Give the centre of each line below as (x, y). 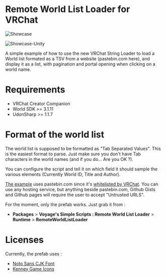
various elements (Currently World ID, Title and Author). (63, 174)
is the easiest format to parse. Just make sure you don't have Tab (73, 154)
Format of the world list (55, 135)
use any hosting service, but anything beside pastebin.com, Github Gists (80, 189)
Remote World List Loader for (68, 9)
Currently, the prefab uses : (33, 254)
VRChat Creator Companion (41, 104)
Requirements (35, 90)
